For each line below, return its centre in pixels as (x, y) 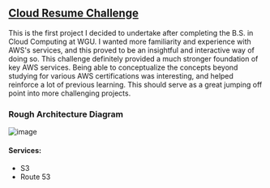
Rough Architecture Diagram (66, 114)
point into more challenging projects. (70, 93)
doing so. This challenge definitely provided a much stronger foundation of (133, 58)
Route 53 (35, 177)
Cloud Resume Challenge (74, 13)
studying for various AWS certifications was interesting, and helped (121, 75)
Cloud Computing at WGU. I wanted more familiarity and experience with (130, 41)
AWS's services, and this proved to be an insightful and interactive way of (132, 50)
